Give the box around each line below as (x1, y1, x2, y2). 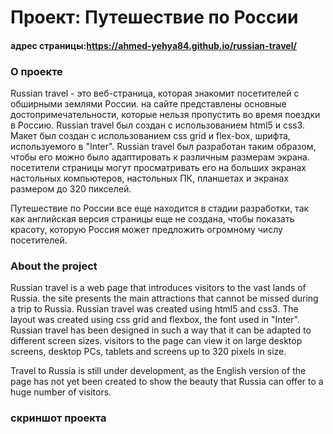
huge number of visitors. (10, 386, 112, 398)
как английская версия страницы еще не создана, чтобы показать (10, 213, 295, 225)
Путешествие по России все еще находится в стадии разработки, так (10, 202, 310, 215)
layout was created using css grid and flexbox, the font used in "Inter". (10, 314, 300, 326)
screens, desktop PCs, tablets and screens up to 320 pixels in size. (10, 346, 287, 358)
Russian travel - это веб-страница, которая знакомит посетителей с (10, 87, 300, 100)
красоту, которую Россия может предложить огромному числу (10, 224, 283, 236)
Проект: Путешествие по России (10, 6, 299, 29)
